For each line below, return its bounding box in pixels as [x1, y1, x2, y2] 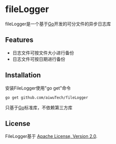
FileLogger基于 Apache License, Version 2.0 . [5, 133, 97, 139]
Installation [5, 71, 41, 80]
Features [5, 36, 33, 44]
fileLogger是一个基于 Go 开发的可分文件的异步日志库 [5, 21, 111, 27]
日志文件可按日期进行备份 [12, 56, 65, 62]
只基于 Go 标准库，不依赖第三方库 [5, 104, 72, 110]
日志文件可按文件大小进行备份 [12, 49, 74, 56]
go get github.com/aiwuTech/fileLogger [5, 95, 88, 100]
